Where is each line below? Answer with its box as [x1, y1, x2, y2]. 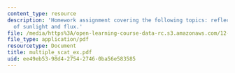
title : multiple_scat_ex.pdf [7, 49, 92, 56]
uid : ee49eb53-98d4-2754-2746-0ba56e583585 [7, 56, 136, 63]
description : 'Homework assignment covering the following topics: [7, 17, 208, 24]
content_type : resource [7, 10, 77, 17]
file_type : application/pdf [7, 36, 90, 43]
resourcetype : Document [7, 42, 77, 49]
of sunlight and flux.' [13, 23, 83, 30]
